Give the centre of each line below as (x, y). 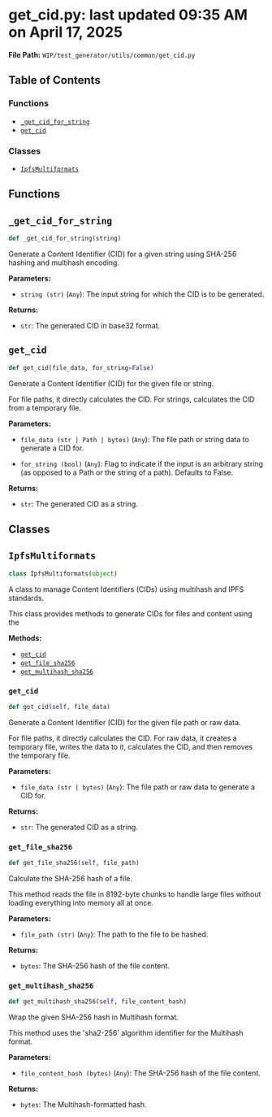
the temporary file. (39, 755)
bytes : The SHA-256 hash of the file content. (95, 966)
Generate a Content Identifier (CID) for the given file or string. (111, 383)
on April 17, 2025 (66, 32)
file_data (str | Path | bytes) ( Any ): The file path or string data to (134, 439)
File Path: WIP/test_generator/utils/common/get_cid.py (102, 54)
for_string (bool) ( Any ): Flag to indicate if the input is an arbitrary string (142, 463)
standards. (26, 598)
